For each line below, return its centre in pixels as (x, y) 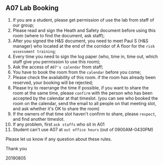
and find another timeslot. (39, 119)
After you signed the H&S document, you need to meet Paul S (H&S (81, 41)
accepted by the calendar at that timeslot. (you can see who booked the (85, 98)
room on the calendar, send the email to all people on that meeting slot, (84, 103)
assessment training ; (34, 51)
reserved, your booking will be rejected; (53, 82)
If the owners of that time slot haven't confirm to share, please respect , (84, 114)
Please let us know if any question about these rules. (59, 139)
